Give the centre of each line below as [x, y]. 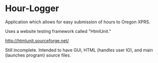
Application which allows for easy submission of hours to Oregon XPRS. [78, 22]
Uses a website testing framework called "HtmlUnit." [58, 31]
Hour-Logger [32, 8]
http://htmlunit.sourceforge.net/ [37, 40]
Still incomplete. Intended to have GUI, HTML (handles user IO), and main [79, 50]
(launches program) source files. [38, 55]
